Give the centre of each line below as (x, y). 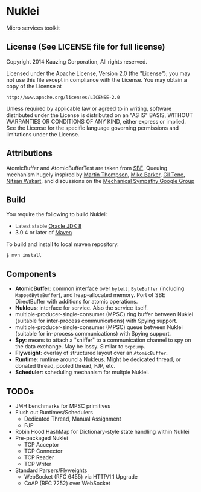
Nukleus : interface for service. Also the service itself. (81, 308)
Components (31, 274)
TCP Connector (43, 451)
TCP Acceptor (41, 444)
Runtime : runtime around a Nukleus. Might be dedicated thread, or (98, 359)
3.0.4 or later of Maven (43, 233)
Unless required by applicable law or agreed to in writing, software (89, 108)
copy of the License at (34, 86)
